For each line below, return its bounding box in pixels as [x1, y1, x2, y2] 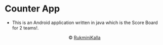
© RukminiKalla [68, 34, 101, 40]
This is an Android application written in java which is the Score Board [12, 19, 158, 25]
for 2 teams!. [12, 24, 39, 30]
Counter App [5, 3, 60, 14]
